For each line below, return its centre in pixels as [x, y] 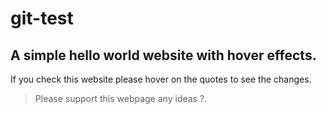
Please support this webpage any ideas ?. [121, 98]
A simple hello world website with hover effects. [163, 55]
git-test [42, 18]
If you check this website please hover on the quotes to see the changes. [161, 79]
